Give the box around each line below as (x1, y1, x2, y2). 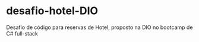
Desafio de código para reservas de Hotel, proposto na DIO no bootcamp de (6, 24, 193, 31)
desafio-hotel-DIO (6, 4, 99, 18)
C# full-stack (6, 30, 39, 37)
